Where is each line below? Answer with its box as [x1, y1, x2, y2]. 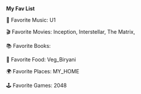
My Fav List [6, 5, 35, 12]
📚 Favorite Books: [6, 43, 51, 49]
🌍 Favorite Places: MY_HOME [6, 68, 80, 74]
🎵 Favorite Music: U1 [6, 17, 56, 23]
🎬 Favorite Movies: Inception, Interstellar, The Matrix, [6, 28, 136, 35]
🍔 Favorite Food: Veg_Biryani [6, 56, 76, 63]
